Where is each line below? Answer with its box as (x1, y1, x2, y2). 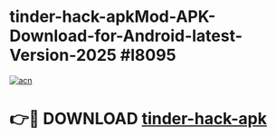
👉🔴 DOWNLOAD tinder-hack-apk (9, 109, 267, 129)
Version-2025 (9, 45, 118, 65)
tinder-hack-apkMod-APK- (9, 6, 216, 27)
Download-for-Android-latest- (9, 25, 243, 46)
